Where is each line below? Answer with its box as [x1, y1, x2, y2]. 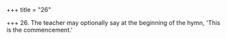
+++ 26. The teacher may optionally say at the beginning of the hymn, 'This [6, 19, 221, 26]
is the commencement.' [6, 26, 73, 34]
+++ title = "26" [6, 6, 52, 13]
